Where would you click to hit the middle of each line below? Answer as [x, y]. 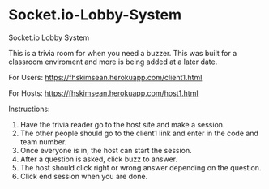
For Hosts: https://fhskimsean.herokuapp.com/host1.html [103, 93]
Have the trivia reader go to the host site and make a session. [122, 124]
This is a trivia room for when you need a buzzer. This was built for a [123, 53]
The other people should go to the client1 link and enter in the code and [139, 133]
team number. [43, 142]
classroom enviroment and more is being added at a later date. [113, 62]
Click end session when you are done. [84, 176]
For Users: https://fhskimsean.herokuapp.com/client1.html [105, 77]
